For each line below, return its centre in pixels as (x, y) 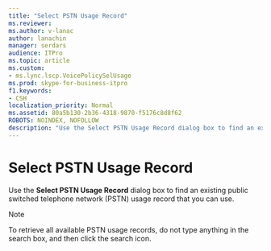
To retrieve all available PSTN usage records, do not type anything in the (129, 229)
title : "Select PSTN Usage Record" (68, 16)
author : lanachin (38, 38)
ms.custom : (27, 68)
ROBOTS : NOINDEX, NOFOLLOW (54, 121)
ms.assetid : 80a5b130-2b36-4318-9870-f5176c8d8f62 (95, 113)
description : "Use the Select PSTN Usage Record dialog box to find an (131, 128)
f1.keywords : (30, 91)
